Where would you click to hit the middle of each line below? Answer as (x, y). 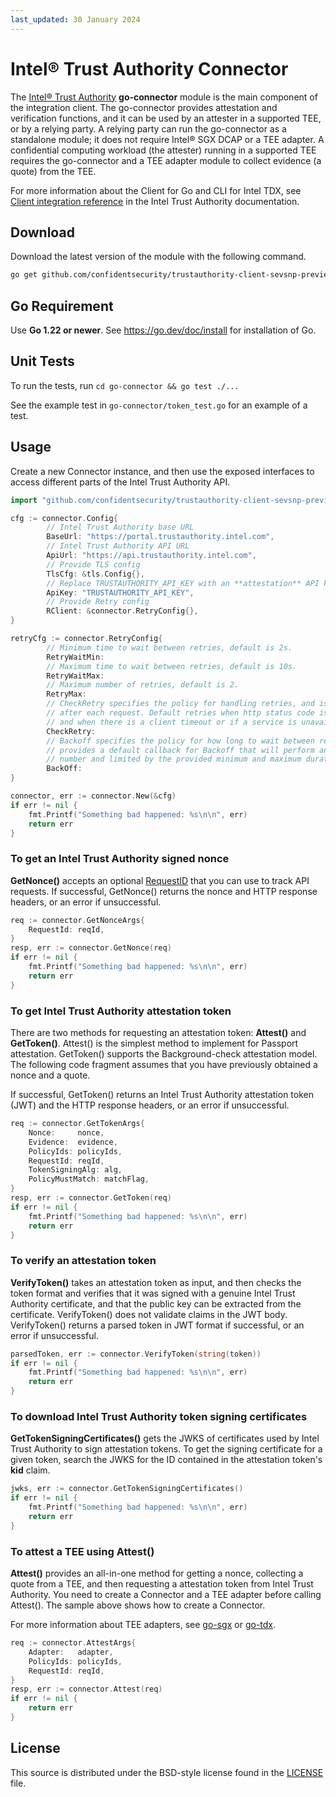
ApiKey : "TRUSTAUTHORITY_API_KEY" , (120, 592)
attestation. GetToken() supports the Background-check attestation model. (164, 1054)
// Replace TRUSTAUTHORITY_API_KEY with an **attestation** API (183, 583)
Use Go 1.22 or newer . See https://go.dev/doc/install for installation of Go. (163, 330)
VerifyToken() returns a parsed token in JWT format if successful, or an (157, 1325)
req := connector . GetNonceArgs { (77, 920)
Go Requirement (62, 306)
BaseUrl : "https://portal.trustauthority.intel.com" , (160, 537)
